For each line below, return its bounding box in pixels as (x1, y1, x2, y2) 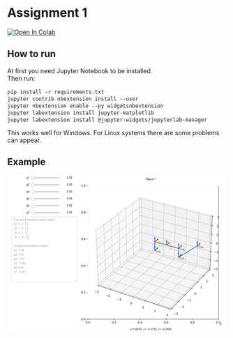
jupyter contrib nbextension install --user (7, 95, 139, 102)
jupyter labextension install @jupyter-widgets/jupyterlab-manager (7, 116, 208, 123)
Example (7, 156, 46, 168)
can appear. (7, 136, 42, 144)
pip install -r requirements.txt (7, 89, 105, 95)
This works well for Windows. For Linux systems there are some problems (7, 128, 220, 137)
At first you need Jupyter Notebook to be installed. (7, 66, 153, 75)
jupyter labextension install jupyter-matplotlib (7, 109, 155, 116)
